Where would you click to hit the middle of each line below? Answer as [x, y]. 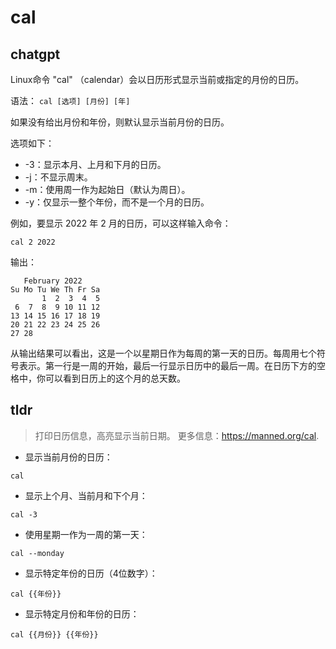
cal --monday [37, 553]
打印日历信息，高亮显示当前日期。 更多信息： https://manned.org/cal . [177, 435]
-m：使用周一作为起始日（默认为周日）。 [107, 189]
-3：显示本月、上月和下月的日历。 [95, 164]
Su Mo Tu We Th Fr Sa [55, 290]
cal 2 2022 [33, 242]
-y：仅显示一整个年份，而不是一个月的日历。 [117, 202]
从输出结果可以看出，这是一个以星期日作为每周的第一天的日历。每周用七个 [163, 353]
